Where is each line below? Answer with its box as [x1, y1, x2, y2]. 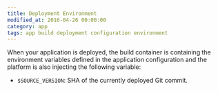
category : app [7, 23, 48, 30]
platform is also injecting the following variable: [7, 63, 141, 71]
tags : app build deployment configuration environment [7, 29, 168, 37]
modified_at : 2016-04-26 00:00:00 [7, 17, 107, 23]
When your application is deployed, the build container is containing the [7, 48, 212, 57]
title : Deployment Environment [7, 10, 97, 17]
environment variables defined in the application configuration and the [7, 56, 207, 64]
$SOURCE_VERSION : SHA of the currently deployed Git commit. [17, 77, 188, 85]
